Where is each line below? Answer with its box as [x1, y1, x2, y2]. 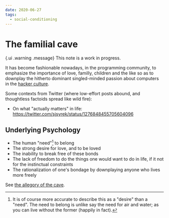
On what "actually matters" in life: [12, 106, 82, 112]
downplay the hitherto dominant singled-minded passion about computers [5, 76, 159, 82]
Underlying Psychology [5, 125, 81, 134]
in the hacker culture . [5, 81, 49, 87]
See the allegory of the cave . [5, 182, 65, 188]
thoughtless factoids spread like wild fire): [5, 96, 92, 102]
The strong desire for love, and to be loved [12, 145, 101, 151]
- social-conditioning [10, 17, 57, 22]
